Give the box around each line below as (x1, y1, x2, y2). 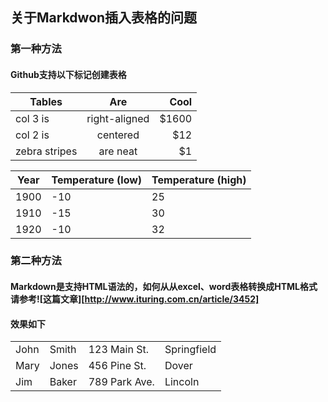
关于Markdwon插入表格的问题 (10, 9, 198, 27)
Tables (29, 94, 63, 108)
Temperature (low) (51, 173, 143, 187)
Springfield (164, 343, 217, 357)
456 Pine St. (88, 359, 147, 373)
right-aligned (86, 111, 150, 125)
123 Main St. (88, 343, 149, 357)
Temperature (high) (151, 173, 247, 187)
